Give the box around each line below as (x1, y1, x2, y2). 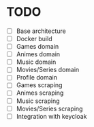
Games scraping (16, 81, 63, 89)
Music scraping (16, 97, 60, 105)
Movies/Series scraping (16, 104, 83, 113)
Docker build (16, 35, 52, 43)
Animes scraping (16, 89, 64, 97)
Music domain (16, 58, 57, 66)
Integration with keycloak (16, 112, 87, 120)
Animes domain (16, 50, 61, 58)
